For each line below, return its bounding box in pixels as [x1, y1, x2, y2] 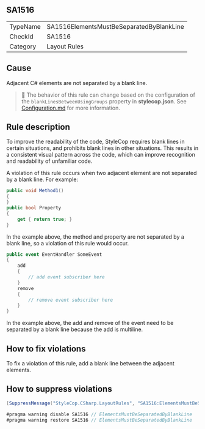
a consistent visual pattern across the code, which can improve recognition [6, 151, 195, 159]
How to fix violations [6, 343, 86, 354]
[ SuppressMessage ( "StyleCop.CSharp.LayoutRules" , [6, 400, 135, 406]
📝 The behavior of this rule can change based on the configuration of [21, 91, 195, 99]
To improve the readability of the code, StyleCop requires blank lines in [6, 138, 185, 146]
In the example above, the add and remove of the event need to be [6, 319, 174, 327]
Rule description [6, 122, 70, 132]
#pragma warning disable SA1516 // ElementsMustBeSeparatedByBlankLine [6, 411, 192, 417]
